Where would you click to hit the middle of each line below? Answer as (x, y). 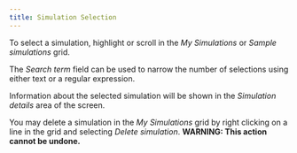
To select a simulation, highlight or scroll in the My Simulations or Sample (143, 42)
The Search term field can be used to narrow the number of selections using (149, 69)
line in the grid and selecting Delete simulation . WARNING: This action (138, 131)
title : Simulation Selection (63, 17)
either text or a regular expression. (72, 78)
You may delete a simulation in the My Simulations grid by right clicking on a (148, 122)
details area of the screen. (57, 105)
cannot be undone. (45, 141)
